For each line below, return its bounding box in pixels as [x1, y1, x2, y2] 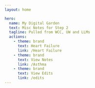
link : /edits [17, 76, 45, 81]
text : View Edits [17, 71, 53, 76]
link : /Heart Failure [17, 48, 62, 53]
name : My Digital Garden [9, 21, 60, 26]
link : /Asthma [17, 62, 47, 67]
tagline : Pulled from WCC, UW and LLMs [9, 30, 91, 35]
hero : [4, 16, 16, 21]
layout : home [4, 7, 31, 12]
